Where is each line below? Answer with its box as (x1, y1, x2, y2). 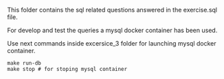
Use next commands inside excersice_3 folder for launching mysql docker (7, 39, 216, 47)
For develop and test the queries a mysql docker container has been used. (7, 27, 218, 34)
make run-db (7, 60, 41, 67)
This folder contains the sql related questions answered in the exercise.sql (7, 6, 218, 14)
